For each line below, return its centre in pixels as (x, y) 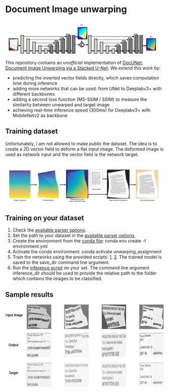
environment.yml (30, 246)
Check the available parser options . (49, 230)
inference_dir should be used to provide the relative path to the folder (85, 273)
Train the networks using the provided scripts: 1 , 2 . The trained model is (87, 257)
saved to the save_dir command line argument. (61, 262)
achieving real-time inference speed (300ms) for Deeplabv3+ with (81, 110)
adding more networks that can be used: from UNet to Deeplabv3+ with (87, 88)
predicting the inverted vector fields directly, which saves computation (86, 77)
